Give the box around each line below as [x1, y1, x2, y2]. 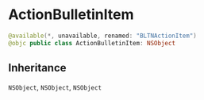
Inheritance [8, 61, 67, 75]
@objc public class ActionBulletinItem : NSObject [8, 39, 176, 47]
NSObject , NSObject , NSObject [8, 82, 102, 92]
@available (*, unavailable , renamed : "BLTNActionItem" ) [8, 32, 197, 40]
